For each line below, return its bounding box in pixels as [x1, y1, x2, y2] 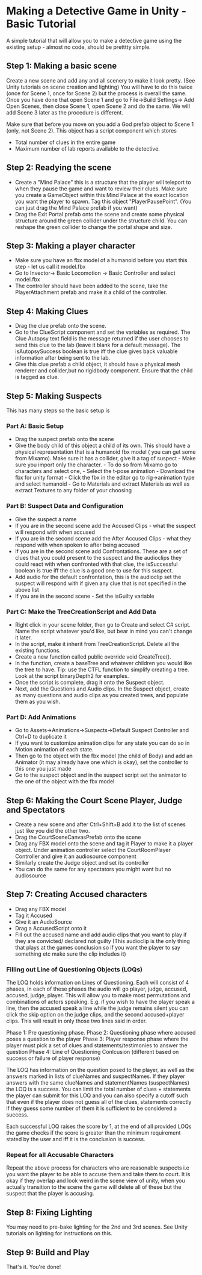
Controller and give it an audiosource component [14, 853, 136, 860]
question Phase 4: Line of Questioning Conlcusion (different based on [6, 1048, 179, 1056]
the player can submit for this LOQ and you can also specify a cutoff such [6, 1092, 189, 1099]
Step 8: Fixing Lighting [6, 1207, 93, 1218]
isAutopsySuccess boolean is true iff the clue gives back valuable [14, 348, 178, 355]
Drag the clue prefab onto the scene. [14, 322, 106, 330]
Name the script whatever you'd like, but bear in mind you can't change [14, 627, 192, 634]
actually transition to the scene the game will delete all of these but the [6, 1183, 182, 1191]
